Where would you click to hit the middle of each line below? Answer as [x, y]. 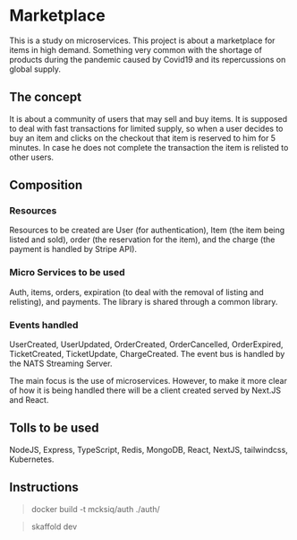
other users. [32, 157]
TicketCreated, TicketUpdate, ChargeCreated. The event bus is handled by [147, 354]
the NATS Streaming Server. [61, 363]
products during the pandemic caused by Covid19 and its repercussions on [148, 59]
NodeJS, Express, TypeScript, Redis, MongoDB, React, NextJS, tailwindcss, [148, 449]
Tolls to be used [55, 428]
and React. [29, 400]
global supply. [35, 69]
